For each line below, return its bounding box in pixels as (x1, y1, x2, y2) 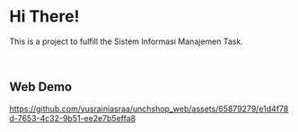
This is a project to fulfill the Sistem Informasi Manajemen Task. (9, 36, 244, 47)
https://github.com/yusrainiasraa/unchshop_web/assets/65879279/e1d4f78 (9, 103, 289, 114)
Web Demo (9, 79, 73, 95)
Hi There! (9, 6, 80, 27)
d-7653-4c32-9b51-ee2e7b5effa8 (9, 112, 136, 123)
